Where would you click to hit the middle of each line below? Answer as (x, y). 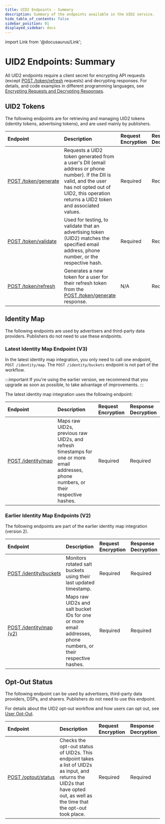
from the (74, 289)
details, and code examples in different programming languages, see (74, 86)
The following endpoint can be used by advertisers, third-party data (74, 694)
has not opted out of (87, 187)
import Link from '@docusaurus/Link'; (43, 42)
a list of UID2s (76, 765)
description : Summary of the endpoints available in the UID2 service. (80, 14)
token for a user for (86, 277)
